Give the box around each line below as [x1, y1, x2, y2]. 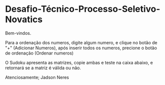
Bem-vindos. [5, 30, 31, 36]
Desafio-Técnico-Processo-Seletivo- [5, 3, 161, 15]
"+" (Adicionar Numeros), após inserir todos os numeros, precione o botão [5, 45, 157, 51]
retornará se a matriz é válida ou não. [5, 65, 82, 71]
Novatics [5, 14, 43, 25]
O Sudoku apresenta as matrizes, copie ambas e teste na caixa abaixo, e [5, 59, 153, 65]
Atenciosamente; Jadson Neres [5, 74, 69, 80]
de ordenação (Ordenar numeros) [5, 50, 74, 56]
